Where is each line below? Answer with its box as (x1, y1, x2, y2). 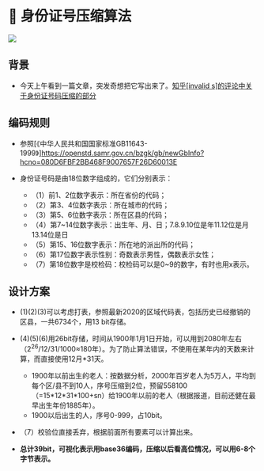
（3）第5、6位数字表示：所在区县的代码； (31, 210, 170, 219)
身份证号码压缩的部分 (26, 90, 96, 100)
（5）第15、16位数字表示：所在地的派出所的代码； (31, 239, 196, 249)
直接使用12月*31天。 (40, 354, 108, 364)
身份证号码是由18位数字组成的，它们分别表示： (19, 173, 173, 183)
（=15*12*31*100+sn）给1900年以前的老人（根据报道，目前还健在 (31, 391, 249, 401)
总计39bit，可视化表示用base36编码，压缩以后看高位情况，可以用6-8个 (19, 444, 255, 454)
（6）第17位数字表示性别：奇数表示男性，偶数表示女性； (31, 249, 216, 259)
